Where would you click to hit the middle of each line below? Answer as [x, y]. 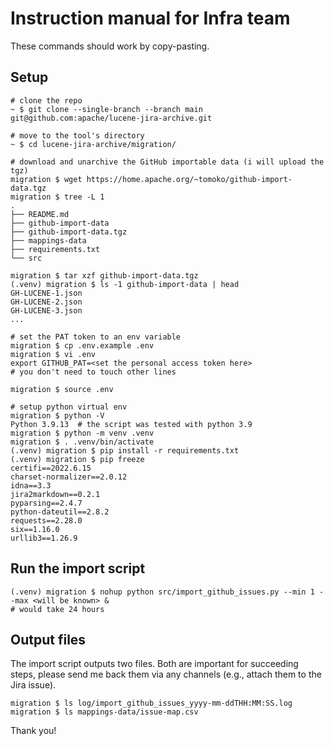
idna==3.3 [31, 485]
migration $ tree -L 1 [57, 197]
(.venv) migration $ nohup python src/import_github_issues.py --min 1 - [167, 592]
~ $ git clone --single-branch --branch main [106, 109]
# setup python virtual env [69, 407]
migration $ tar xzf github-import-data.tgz [104, 275]
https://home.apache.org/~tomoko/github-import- [189, 179]
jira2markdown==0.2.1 [55, 494]
